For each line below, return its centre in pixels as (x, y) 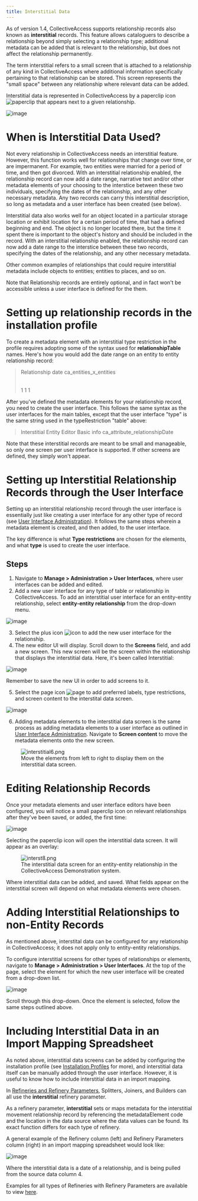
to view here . (22, 1192)
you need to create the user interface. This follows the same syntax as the (96, 408)
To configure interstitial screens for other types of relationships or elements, (99, 959)
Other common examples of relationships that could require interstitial (91, 265)
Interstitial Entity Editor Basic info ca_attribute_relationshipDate (97, 432)
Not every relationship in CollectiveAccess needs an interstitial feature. (92, 153)
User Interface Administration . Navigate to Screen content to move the (101, 734)
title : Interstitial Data (38, 12)
